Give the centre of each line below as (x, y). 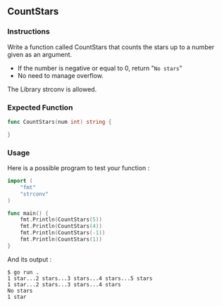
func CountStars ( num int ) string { (60, 122)
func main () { (28, 213)
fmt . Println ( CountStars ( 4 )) (61, 227)
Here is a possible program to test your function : (79, 168)
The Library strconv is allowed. (52, 89)
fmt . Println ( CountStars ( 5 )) (61, 220)
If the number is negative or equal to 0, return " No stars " (100, 68)
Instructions (29, 32)
